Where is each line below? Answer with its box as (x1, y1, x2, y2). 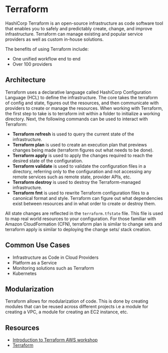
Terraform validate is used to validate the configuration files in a (12, 163, 146, 169)
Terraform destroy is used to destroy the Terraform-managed (12, 179, 141, 185)
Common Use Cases (5, 241, 70, 250)
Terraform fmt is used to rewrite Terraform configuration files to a (12, 190, 149, 196)
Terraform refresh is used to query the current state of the (12, 131, 134, 137)
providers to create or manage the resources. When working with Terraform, (5, 105, 163, 111)
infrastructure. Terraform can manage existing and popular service (5, 31, 143, 37)
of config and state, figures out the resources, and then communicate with (5, 100, 159, 106)
